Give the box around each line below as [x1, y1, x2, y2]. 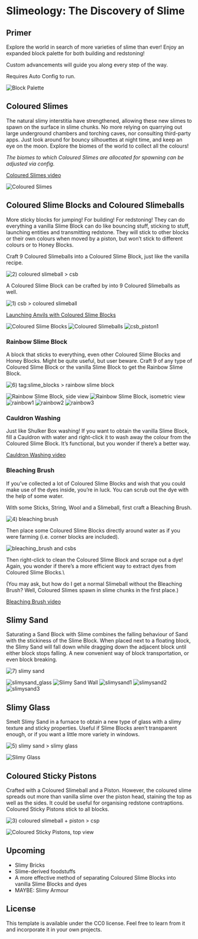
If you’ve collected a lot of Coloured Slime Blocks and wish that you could [6, 480, 186, 487]
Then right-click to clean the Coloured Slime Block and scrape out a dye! [6, 556, 183, 563]
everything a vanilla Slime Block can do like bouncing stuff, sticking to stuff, [6, 222, 190, 229]
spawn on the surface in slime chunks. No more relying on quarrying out [6, 123, 183, 130]
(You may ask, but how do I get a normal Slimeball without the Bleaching [6, 580, 182, 587]
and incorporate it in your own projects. [6, 926, 102, 933]
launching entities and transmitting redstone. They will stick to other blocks [6, 228, 189, 235]
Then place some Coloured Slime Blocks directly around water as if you [6, 526, 180, 534]
